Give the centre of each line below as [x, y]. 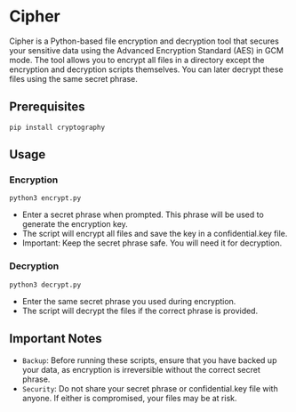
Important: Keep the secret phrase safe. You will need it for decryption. [152, 243]
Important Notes [56, 339]
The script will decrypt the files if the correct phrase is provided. [140, 311]
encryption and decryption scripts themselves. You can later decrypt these [146, 69]
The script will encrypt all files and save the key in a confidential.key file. [155, 234]
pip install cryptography [57, 127]
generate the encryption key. [75, 224]
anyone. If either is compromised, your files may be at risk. [129, 398]
